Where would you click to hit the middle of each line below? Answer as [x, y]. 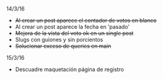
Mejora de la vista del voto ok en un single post [74, 33]
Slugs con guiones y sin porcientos [59, 39]
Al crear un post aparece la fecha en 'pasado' [72, 27]
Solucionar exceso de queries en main [63, 46]
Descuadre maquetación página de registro [69, 69]
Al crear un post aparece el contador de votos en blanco [86, 20]
